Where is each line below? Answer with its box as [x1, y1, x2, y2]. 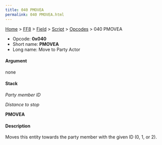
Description [5, 123, 31, 129]
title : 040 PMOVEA [5, 7, 44, 13]
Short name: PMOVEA [12, 41, 59, 47]
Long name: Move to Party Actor [12, 46, 81, 52]
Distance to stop [5, 101, 39, 107]
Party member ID [5, 92, 41, 98]
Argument [5, 58, 27, 64]
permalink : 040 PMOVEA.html [5, 12, 65, 17]
